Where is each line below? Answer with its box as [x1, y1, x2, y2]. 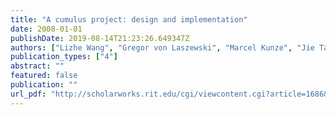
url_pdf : [10, 89, 47, 99]
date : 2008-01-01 [10, 24, 83, 34]
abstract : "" [10, 61, 65, 71]
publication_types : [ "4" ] [10, 52, 118, 62]
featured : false [10, 71, 78, 81]
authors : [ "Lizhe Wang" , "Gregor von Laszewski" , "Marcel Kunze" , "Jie [10, 42, 315, 53]
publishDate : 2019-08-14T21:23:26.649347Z [10, 33, 190, 43]
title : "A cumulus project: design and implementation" [10, 14, 248, 25]
